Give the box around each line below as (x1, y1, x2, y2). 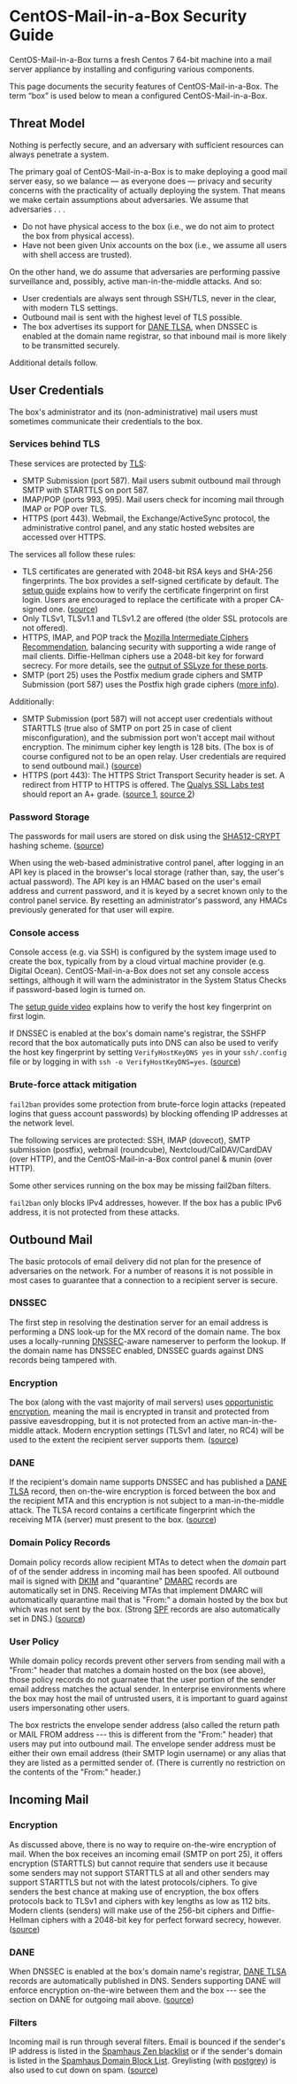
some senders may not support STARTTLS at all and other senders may (9, 1867, 270, 1878)
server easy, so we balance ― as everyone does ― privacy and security (9, 175, 272, 186)
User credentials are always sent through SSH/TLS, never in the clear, (21, 292, 277, 303)
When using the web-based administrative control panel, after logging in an (9, 858, 285, 868)
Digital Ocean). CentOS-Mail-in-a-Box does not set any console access (9, 966, 270, 976)
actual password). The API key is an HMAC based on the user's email (9, 876, 262, 887)
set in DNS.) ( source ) (9, 1613, 86, 1623)
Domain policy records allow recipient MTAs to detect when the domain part (9, 1557, 286, 1567)
